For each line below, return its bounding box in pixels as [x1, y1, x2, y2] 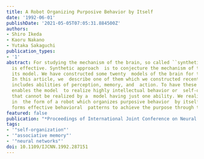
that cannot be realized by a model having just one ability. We [12, 93, 183, 99]
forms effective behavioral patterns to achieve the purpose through [12, 104, 194, 111]
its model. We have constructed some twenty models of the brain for [12, 71, 194, 77]
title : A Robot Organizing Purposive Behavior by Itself [6, 8, 154, 15]
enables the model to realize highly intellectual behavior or [12, 88, 178, 94]
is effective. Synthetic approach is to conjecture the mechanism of [12, 65, 194, 71]
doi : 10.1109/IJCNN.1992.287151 [6, 143, 88, 150]
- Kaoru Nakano [6, 37, 45, 43]
